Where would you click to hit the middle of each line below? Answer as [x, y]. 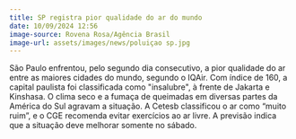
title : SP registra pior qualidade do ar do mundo [106, 17]
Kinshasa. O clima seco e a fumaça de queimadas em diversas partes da [144, 97]
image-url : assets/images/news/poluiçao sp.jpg [100, 43]
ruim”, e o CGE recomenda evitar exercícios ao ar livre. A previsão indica [143, 116]
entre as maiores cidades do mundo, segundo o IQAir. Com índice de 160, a [148, 78]
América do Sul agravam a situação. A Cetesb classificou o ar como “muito [148, 106]
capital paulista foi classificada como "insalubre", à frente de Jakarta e [140, 87]
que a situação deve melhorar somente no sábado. [103, 126]
